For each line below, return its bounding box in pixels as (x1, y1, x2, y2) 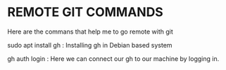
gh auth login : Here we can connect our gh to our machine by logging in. (7, 54, 220, 63)
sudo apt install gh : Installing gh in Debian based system (7, 41, 172, 49)
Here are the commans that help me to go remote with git (7, 27, 174, 36)
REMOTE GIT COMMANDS (7, 4, 163, 20)
